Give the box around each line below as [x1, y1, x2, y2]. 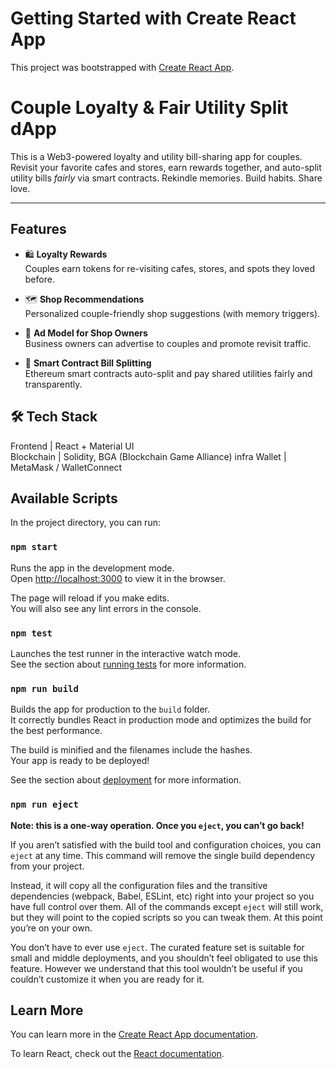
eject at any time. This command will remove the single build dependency [10, 849, 316, 861]
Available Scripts [10, 490, 118, 507]
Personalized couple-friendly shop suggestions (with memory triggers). [24, 307, 321, 319]
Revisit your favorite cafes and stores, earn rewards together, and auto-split [10, 161, 322, 173]
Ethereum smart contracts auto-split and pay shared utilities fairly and [24, 367, 313, 379]
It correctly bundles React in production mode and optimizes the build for [10, 714, 312, 726]
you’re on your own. [10, 922, 93, 934]
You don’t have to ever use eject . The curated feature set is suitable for [10, 941, 305, 953]
